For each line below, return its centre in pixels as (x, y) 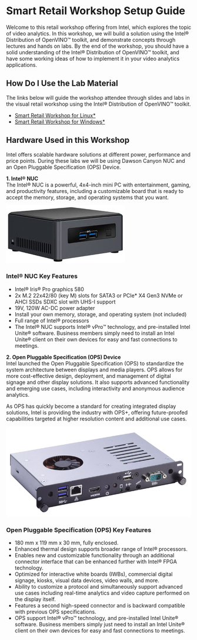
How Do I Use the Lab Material (62, 84)
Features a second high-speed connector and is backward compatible (100, 606)
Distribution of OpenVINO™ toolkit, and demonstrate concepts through (91, 40)
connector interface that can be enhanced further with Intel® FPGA (96, 561)
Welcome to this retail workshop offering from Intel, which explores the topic (99, 27)
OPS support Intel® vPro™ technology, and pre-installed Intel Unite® (96, 618)
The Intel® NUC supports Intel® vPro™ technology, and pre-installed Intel (102, 326)
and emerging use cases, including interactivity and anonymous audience (96, 388)
